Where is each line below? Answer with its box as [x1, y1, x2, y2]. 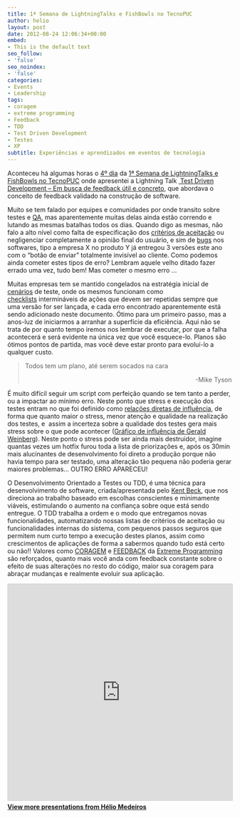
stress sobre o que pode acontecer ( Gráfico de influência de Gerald [7, 427, 207, 435]
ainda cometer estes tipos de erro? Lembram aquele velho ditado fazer [7, 258, 216, 267]
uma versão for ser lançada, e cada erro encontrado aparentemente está [7, 303, 221, 310]
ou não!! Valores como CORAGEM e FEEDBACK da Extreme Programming [7, 547, 223, 555]
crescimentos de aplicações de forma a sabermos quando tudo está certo [7, 539, 225, 547]
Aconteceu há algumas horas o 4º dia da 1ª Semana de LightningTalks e [7, 169, 219, 177]
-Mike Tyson [194, 375, 232, 384]
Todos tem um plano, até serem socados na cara [24, 362, 169, 370]
